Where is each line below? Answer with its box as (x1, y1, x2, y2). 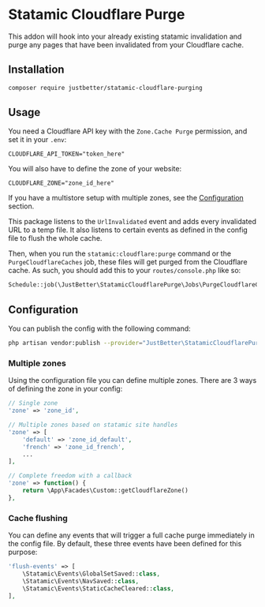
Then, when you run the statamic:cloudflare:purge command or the (8, 249, 231, 258)
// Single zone (8, 399, 58, 407)
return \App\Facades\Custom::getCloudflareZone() (22, 487, 189, 495)
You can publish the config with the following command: (8, 324, 191, 333)
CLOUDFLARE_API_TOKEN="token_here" (8, 150, 125, 159)
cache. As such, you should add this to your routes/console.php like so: (8, 266, 241, 275)
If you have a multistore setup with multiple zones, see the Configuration (8, 193, 244, 203)
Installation (8, 63, 65, 77)
